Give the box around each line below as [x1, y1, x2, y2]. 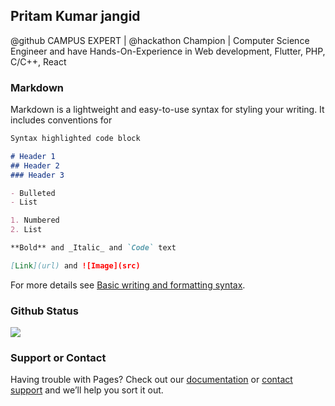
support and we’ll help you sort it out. [10, 384, 164, 396]
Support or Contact [10, 351, 107, 365]
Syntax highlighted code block [10, 134, 141, 144]
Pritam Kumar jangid [10, 8, 141, 25]
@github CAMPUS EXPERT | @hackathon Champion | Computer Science [10, 34, 310, 46]
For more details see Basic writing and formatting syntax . [10, 279, 246, 291]
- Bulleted [10, 188, 56, 198]
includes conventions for [10, 114, 113, 126]
